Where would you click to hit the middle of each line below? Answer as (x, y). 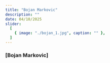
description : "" (22, 14)
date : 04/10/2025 (24, 19)
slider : (13, 24)
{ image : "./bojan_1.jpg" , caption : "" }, (60, 33)
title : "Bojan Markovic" (31, 10)
